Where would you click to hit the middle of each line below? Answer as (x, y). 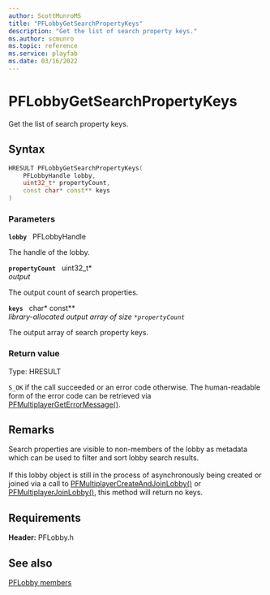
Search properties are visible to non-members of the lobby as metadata (128, 449)
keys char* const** (42, 308)
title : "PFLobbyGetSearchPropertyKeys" (76, 24)
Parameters (32, 218)
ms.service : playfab (43, 54)
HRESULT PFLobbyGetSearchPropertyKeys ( (76, 168)
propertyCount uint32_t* (50, 268)
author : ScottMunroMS (45, 16)
